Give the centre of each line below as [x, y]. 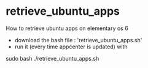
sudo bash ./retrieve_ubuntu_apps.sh [53, 58]
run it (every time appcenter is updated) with [71, 47]
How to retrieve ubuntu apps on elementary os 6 [67, 28]
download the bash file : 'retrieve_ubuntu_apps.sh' [78, 40]
